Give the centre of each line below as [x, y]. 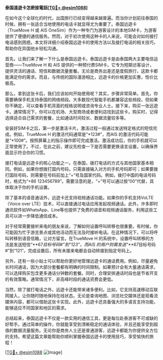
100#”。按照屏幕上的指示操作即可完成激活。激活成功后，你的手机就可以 [86, 140]
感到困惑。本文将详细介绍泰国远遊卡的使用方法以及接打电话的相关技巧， [86, 42]
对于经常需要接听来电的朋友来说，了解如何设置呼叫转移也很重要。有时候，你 [81, 226]
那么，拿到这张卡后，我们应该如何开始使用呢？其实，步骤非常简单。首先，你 [81, 94]
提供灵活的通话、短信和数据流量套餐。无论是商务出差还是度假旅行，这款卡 [79, 71]
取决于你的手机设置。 [30, 187]
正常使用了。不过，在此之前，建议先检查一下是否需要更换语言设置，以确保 [79, 146]
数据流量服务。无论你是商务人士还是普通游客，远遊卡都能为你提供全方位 [86, 330]
